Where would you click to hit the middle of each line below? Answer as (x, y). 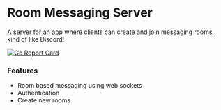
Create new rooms (44, 100)
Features (23, 71)
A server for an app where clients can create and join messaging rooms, (111, 32)
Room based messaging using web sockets (79, 86)
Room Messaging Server (80, 13)
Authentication (38, 93)
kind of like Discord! (36, 39)
